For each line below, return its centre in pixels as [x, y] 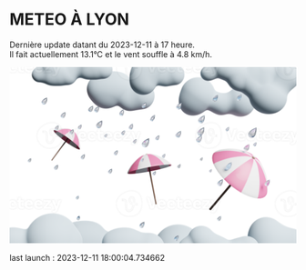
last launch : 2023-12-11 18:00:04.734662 [87, 258]
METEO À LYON [70, 20]
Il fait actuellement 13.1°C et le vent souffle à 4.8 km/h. [111, 54]
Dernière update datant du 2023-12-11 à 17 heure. [102, 45]
